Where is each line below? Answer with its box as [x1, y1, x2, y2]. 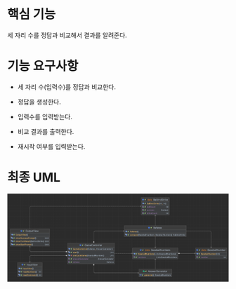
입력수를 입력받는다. [17, 112, 72, 121]
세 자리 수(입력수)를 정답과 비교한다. [17, 82, 116, 91]
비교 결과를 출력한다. [17, 127, 74, 135]
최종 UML [7, 170, 61, 186]
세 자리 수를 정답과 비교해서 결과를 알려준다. [7, 31, 128, 39]
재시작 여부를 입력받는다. [17, 142, 86, 151]
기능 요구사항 [7, 58, 79, 74]
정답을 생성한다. [17, 98, 61, 106]
